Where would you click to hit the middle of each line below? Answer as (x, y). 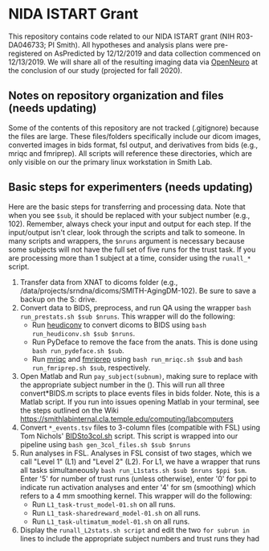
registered (25, 53)
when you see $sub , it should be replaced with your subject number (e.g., (129, 215)
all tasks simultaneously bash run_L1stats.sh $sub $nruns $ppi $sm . (133, 470)
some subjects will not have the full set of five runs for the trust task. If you (132, 249)
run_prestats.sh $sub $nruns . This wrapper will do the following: (127, 316)
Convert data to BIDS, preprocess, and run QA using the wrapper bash (135, 307)
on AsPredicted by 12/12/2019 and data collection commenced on (152, 53)
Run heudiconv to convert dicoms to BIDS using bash (119, 325)
